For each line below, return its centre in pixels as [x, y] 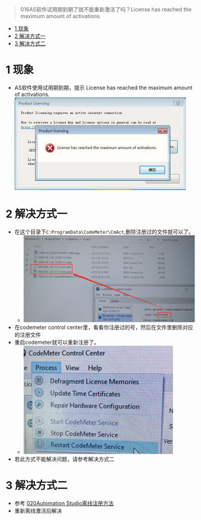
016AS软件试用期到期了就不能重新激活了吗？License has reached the [106, 9]
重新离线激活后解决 [38, 511]
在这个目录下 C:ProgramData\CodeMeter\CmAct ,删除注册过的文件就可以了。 [104, 232]
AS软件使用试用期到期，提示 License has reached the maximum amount [103, 87]
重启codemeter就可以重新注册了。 [57, 342]
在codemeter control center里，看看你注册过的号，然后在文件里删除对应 [103, 327]
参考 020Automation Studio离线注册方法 [64, 503]
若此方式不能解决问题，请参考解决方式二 [64, 459]
